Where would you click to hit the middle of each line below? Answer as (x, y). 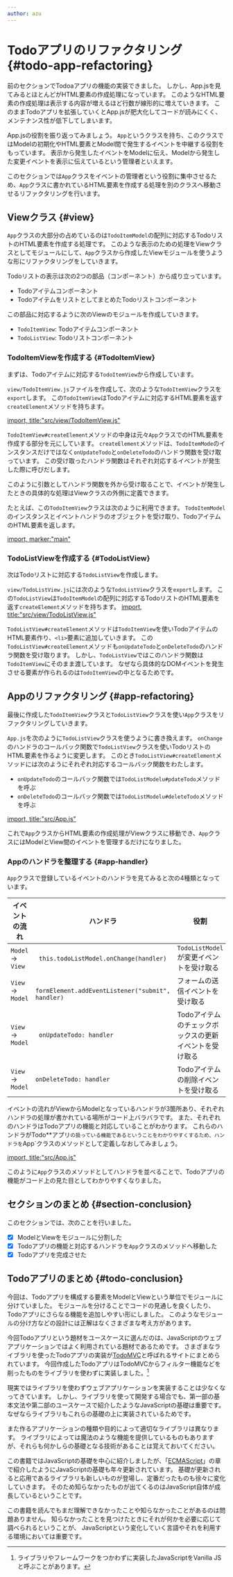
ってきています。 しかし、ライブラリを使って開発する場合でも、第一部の (111, 1396)
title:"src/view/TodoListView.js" (52, 614)
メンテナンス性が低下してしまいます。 (61, 120)
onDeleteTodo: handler (72, 1079)
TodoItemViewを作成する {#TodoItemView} (81, 357)
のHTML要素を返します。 (43, 525)
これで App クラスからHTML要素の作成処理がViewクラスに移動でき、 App (108, 833)
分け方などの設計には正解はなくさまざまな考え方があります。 (107, 1323)
